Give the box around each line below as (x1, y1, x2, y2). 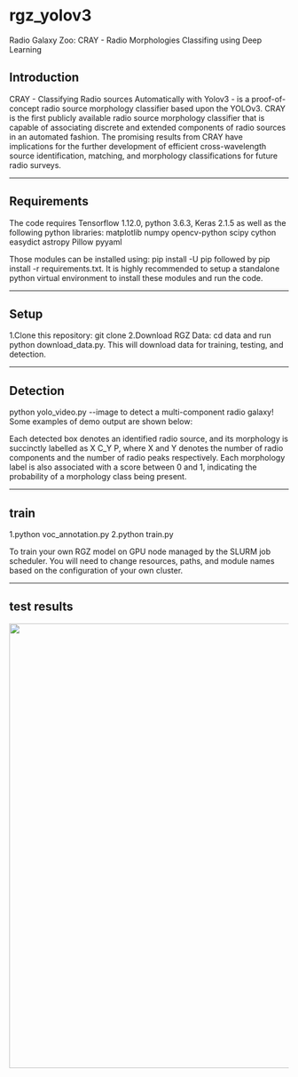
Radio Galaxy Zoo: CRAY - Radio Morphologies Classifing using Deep (9, 35, 263, 45)
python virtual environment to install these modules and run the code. (9, 272, 263, 283)
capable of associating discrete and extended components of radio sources (9, 122, 286, 133)
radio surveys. (9, 159, 62, 170)
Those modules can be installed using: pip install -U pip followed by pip (9, 253, 271, 264)
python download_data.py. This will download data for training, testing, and (9, 340, 284, 350)
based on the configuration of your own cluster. (9, 566, 184, 575)
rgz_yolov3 (9, 5, 92, 26)
